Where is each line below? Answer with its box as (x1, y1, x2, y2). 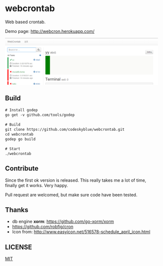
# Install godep (5, 108, 38, 112)
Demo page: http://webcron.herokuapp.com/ (5, 28, 95, 34)
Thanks (5, 206, 29, 214)
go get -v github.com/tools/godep (5, 112, 75, 117)
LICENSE (5, 243, 33, 251)
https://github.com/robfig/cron (12, 224, 74, 230)
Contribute (5, 164, 39, 172)
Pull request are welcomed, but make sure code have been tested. (5, 192, 137, 198)
